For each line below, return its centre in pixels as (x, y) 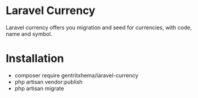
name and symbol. (29, 33)
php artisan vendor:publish (49, 82)
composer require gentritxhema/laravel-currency (76, 75)
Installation (35, 59)
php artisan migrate (39, 88)
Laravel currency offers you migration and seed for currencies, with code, (99, 27)
